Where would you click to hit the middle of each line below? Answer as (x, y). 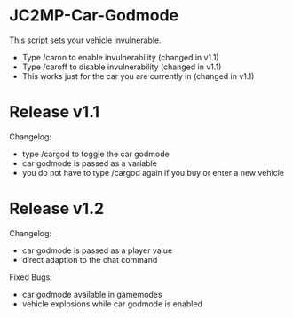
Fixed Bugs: (31, 277)
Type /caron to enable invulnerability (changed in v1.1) (120, 57)
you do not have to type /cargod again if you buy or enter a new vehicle (153, 172)
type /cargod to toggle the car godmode (96, 154)
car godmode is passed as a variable (90, 163)
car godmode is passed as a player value (97, 250)
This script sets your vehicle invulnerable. (85, 40)
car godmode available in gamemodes (92, 294)
